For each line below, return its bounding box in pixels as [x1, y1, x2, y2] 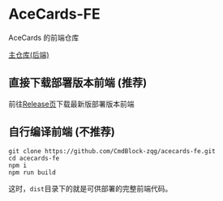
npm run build [8, 168, 57, 177]
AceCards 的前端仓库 [8, 32, 79, 42]
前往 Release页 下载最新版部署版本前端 [8, 99, 135, 109]
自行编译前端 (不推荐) [8, 125, 115, 139]
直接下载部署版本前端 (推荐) [8, 76, 148, 90]
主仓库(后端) [8, 49, 50, 59]
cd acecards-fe [8, 154, 60, 162]
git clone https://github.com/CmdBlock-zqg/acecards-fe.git [8, 147, 217, 155]
